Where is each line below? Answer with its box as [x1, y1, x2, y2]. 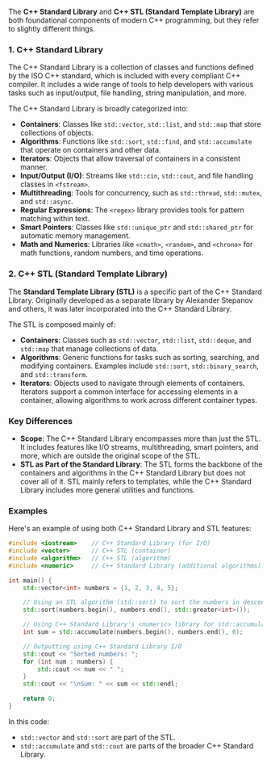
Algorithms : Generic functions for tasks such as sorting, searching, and [19, 352, 260, 362]
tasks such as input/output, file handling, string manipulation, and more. [8, 88, 248, 98]
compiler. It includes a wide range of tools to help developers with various [8, 80, 254, 90]
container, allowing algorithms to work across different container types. [19, 395, 258, 404]
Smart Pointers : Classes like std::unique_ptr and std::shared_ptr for [19, 222, 253, 233]
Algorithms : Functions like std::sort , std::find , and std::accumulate [19, 136, 252, 146]
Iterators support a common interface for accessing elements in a [19, 387, 239, 396]
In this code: [8, 716, 50, 726]
